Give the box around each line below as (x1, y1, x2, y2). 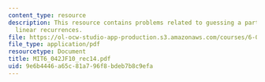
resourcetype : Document (8, 48, 87, 55)
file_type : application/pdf (8, 41, 101, 48)
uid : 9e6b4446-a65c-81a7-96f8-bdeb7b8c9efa (8, 62, 154, 70)
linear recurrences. (15, 26, 83, 34)
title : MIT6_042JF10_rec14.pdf (8, 55, 111, 63)
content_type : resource (8, 11, 87, 20)
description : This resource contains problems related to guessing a (8, 19, 242, 27)
